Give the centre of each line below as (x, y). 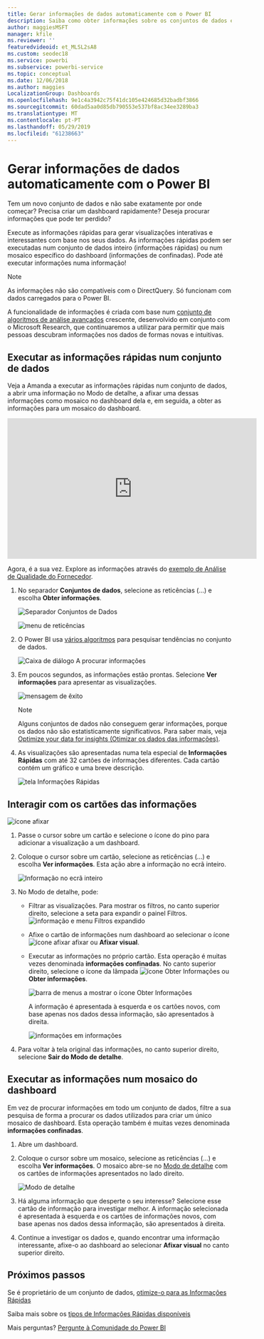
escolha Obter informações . (59, 598)
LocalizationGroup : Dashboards (54, 94)
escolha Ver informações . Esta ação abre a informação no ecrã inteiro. (122, 864)
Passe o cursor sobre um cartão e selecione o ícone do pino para (113, 835)
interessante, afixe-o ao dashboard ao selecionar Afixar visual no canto (123, 1245)
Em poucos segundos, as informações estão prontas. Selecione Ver (117, 674)
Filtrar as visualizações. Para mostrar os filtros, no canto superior (124, 905)
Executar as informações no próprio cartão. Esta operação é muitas (127, 956)
